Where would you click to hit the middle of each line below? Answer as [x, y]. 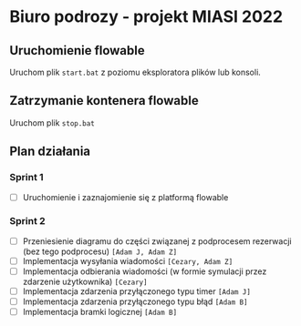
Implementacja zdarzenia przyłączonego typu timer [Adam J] [136, 291]
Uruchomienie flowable [77, 51]
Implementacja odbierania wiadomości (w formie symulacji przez [145, 271]
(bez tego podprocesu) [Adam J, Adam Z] [100, 251]
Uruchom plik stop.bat [52, 122]
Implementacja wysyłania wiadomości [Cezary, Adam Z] [128, 260]
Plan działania [50, 152]
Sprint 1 [26, 178]
